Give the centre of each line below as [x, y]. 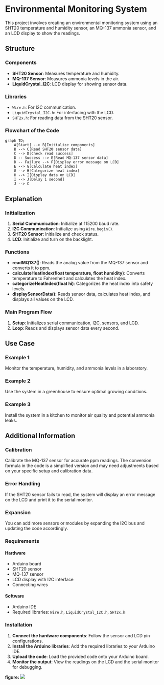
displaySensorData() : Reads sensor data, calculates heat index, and [81, 294]
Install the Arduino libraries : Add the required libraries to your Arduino [83, 646]
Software [15, 596]
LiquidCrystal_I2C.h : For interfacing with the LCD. [63, 112]
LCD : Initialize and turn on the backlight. [52, 239]
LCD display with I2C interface [43, 580]
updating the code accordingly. [36, 529]
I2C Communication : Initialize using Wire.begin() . [63, 229]
